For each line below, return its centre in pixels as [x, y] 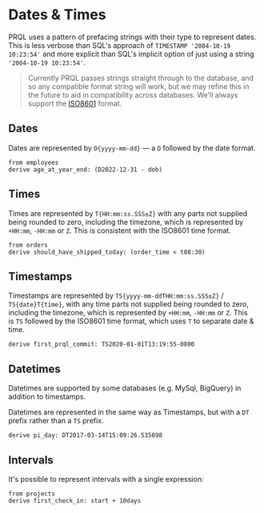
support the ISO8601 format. [75, 103]
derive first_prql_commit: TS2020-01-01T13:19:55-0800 [102, 345]
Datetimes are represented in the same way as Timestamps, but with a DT [129, 412]
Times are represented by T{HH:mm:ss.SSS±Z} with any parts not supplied [128, 213]
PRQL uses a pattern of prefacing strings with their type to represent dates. [132, 37]
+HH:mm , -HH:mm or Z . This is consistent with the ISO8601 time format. [120, 230]
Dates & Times [57, 15]
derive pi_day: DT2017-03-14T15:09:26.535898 [85, 435]
